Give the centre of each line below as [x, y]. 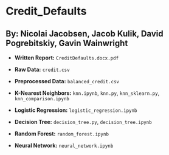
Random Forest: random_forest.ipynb [61, 134]
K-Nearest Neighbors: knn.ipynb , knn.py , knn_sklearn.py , [87, 93]
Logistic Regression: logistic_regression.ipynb [76, 110]
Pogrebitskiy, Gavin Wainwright [67, 43]
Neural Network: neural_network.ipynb [64, 145]
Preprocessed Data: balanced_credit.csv [67, 81]
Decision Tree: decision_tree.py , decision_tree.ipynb [83, 122]
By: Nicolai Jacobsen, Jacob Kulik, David [84, 34]
